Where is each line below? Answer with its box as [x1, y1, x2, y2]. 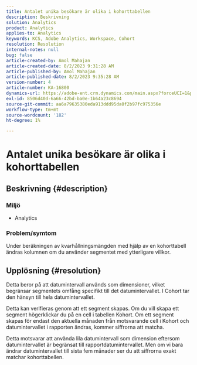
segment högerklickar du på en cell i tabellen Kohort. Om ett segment [6, 311, 174, 318]
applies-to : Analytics [6, 30, 62, 36]
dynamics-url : [6, 90, 41, 96]
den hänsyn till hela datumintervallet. [6, 294, 95, 301]
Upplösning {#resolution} [6, 265, 101, 275]
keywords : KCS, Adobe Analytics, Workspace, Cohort [6, 36, 135, 42]
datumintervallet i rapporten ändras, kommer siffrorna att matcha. [6, 323, 164, 331]
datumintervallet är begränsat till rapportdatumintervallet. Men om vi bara [6, 341, 184, 349]
